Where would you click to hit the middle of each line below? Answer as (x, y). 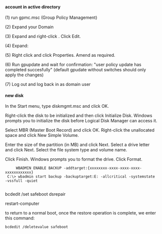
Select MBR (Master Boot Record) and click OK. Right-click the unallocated (80, 130)
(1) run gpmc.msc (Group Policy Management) (51, 17)
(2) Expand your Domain (29, 27)
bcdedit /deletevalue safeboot (37, 227)
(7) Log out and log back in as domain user (48, 84)
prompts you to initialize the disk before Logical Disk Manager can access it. (81, 121)
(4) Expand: (17, 46)
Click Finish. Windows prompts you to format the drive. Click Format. (74, 159)
